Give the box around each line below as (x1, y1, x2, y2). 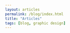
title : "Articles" (5, 16, 42, 21)
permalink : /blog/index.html (5, 12, 64, 16)
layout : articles (5, 7, 40, 12)
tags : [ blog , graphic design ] (5, 20, 66, 26)
